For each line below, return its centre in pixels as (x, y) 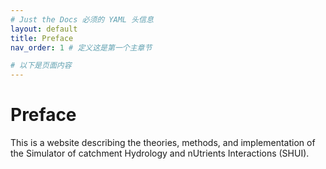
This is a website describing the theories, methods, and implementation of (163, 143)
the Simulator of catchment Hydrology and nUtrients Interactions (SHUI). (160, 153)
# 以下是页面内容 (41, 66)
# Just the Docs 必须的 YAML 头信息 (82, 19)
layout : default (44, 29)
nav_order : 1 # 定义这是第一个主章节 (81, 47)
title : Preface (42, 38)
